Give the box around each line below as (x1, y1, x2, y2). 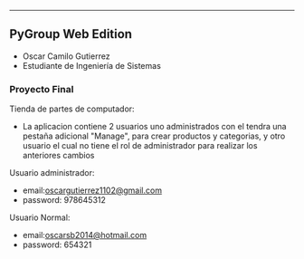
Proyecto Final (9, 82, 74, 95)
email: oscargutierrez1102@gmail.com (22, 185, 163, 196)
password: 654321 (22, 239, 92, 250)
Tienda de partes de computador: (9, 103, 135, 114)
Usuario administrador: (9, 168, 95, 178)
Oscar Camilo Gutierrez (22, 51, 110, 62)
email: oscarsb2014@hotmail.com (22, 230, 147, 241)
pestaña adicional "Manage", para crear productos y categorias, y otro (22, 130, 286, 141)
